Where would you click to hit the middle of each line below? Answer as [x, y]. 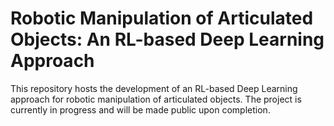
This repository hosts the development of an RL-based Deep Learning [154, 88]
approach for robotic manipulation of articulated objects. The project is [156, 99]
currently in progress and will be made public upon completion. [140, 109]
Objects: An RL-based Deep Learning [167, 39]
